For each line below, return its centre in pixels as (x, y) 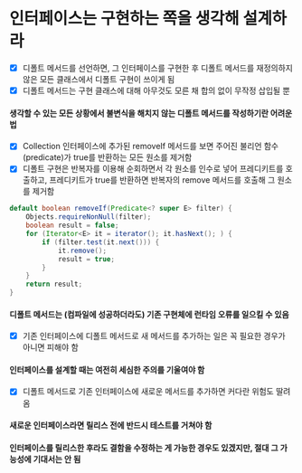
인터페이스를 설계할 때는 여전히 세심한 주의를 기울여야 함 (107, 369)
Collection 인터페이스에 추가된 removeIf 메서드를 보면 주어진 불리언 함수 (151, 147)
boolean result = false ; (72, 226)
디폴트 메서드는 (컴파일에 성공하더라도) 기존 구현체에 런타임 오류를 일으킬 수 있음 (149, 314)
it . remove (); (82, 251)
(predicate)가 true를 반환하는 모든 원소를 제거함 (107, 157)
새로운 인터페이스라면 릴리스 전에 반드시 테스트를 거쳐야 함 (111, 425)
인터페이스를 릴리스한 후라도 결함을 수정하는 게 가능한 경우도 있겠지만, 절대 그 (144, 448)
